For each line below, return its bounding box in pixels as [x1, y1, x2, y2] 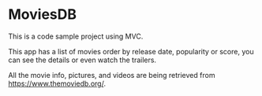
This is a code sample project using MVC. [8, 31, 144, 41]
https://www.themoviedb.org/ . [8, 79, 107, 88]
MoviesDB [8, 6, 77, 24]
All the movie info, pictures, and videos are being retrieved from [8, 70, 215, 79]
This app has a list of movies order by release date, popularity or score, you [8, 46, 254, 56]
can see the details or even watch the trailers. [8, 55, 156, 65]
